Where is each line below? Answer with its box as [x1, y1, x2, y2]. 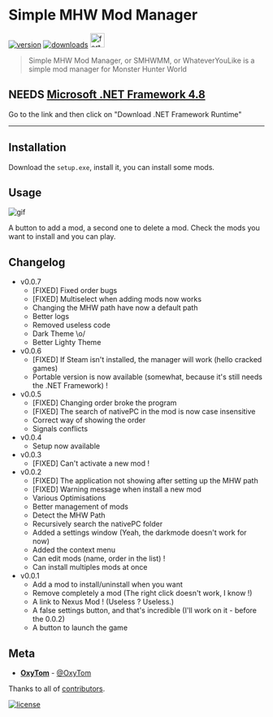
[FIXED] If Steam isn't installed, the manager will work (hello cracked [32, 355, 262, 365]
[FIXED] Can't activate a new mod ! [32, 458, 150, 469]
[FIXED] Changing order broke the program [32, 398, 177, 408]
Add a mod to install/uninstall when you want [32, 579, 183, 589]
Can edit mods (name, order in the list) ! [32, 553, 166, 563]
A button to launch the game [32, 623, 128, 632]
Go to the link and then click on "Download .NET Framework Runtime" [8, 109, 242, 119]
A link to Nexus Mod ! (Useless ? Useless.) [32, 597, 175, 607]
